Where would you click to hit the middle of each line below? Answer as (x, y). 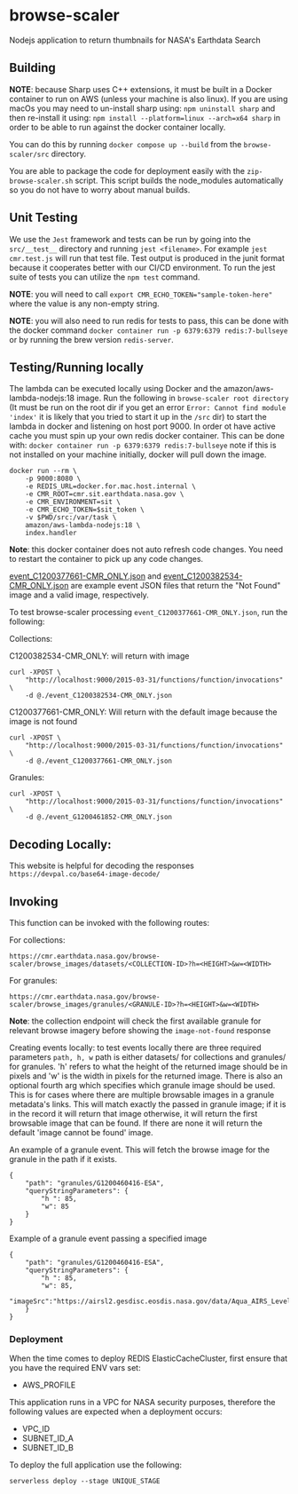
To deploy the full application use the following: (95, 1465)
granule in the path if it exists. (63, 1159)
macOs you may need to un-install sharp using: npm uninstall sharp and (142, 108)
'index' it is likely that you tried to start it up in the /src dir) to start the (138, 417)
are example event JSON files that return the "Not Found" (176, 586)
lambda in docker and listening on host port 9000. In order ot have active (143, 426)
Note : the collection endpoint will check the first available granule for (135, 1021)
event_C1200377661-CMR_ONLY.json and (86, 576)
